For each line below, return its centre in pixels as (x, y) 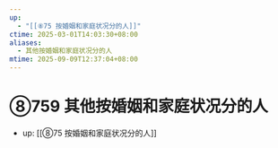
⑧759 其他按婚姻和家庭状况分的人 (139, 106)
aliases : (26, 43)
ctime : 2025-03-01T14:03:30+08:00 (74, 34)
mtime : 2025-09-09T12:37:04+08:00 (74, 59)
